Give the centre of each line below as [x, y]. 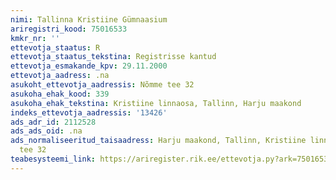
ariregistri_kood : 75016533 [69, 29]
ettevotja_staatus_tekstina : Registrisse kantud [113, 57]
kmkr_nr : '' [35, 38]
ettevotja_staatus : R [55, 47]
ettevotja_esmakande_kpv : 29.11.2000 [89, 66]
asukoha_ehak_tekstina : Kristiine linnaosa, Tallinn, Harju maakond [156, 103]
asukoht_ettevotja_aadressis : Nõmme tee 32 [102, 85]
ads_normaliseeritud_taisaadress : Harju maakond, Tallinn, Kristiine [158, 141]
